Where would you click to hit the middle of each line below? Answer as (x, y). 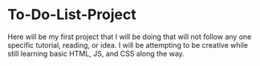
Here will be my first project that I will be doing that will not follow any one (130, 37)
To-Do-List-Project (72, 15)
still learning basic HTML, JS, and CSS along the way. (96, 53)
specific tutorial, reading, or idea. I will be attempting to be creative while (128, 45)
